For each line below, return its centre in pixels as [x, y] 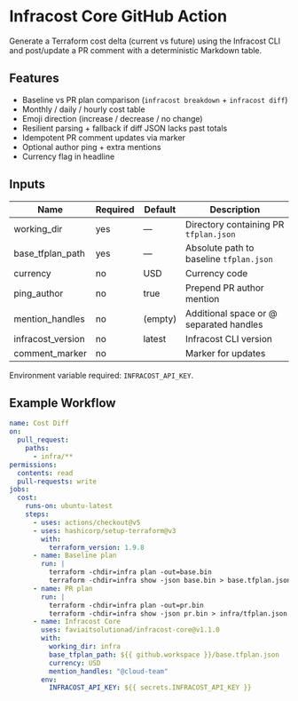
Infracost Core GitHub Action [118, 16]
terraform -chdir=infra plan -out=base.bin [130, 572]
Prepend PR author [224, 288]
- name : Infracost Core [77, 622]
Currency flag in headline [68, 156]
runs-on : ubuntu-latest [69, 506]
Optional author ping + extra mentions [91, 147]
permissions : [33, 465]
